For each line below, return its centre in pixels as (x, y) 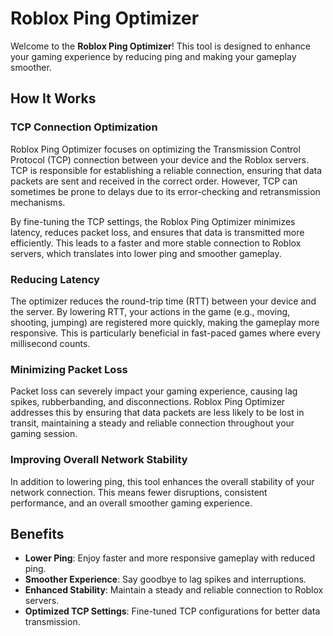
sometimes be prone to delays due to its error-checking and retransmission (165, 191)
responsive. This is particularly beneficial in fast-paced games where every (165, 333)
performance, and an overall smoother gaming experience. (131, 503)
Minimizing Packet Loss (69, 369)
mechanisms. (38, 202)
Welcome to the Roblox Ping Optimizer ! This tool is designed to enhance (160, 46)
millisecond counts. (50, 343)
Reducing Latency (55, 279)
